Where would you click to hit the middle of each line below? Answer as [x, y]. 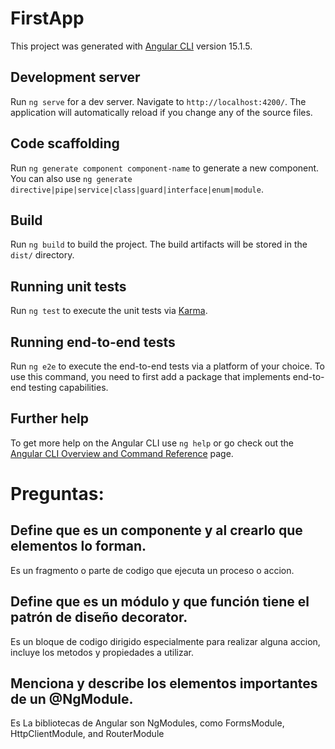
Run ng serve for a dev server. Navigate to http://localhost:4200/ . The [158, 101]
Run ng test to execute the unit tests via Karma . [109, 311]
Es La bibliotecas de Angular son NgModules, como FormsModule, [147, 723]
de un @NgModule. [72, 699]
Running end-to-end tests [93, 342]
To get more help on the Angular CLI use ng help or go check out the [152, 443]
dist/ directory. [42, 255]
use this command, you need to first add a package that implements [150, 376]
